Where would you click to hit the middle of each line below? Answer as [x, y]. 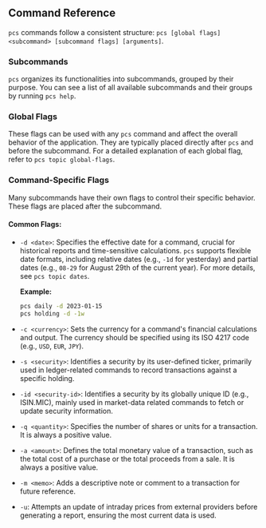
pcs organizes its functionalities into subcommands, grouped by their [121, 79]
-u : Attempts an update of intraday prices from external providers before [139, 506]
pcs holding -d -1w [52, 314]
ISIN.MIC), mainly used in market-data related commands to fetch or [132, 402]
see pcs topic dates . [55, 276]
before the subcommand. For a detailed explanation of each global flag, [125, 151]
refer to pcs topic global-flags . [62, 160]
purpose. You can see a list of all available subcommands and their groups [131, 88]
